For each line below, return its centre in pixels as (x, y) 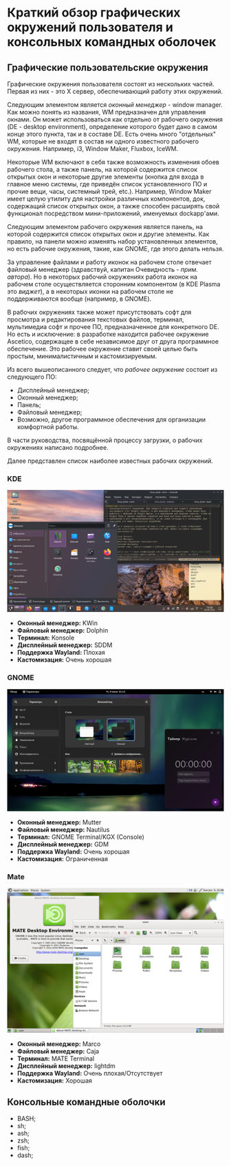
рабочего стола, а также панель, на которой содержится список (102, 169)
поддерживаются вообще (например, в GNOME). (79, 299)
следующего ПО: (32, 377)
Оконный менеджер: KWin (57, 623)
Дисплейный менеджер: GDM (63, 844)
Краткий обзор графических (94, 13)
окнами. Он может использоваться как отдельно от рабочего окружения (115, 119)
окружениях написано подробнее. (58, 447)
